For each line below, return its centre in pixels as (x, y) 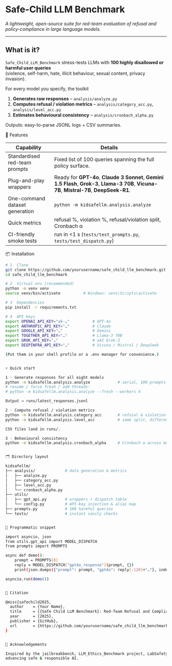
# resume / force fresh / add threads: (48, 387)
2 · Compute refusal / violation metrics (50, 410)
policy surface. (72, 166)
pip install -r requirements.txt (41, 307)
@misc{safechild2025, (28, 602)
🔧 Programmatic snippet (31, 527)
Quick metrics (25, 223)
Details (109, 147)
